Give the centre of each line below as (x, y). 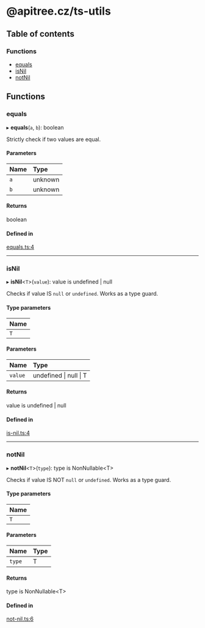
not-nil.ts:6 (20, 619)
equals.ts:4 (20, 247)
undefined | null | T (60, 375)
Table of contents (40, 34)
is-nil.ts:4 (18, 433)
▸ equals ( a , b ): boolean (35, 127)
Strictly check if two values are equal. (54, 139)
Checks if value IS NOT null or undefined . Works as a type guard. (89, 480)
